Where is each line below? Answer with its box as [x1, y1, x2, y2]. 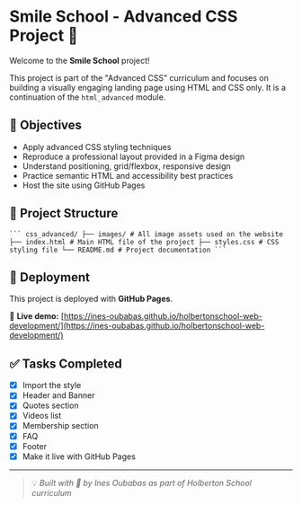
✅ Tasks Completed [9, 356, 123, 371]
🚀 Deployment [9, 270, 90, 285]
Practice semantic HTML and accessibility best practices [22, 170, 234, 181]
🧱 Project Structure [9, 206, 119, 221]
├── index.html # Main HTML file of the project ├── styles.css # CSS [9, 237, 280, 246]
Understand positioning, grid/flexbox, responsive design [22, 160, 231, 172]
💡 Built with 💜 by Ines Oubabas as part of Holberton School [31, 477, 253, 488]
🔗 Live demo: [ [9, 311, 65, 322]
